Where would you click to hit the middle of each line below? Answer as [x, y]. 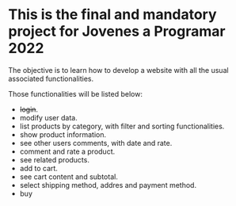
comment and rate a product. [67, 151]
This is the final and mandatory [112, 15]
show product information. [63, 134]
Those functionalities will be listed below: [75, 93]
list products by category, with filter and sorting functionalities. [122, 126]
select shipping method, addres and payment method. [108, 185]
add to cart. [38, 168]
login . [29, 109]
